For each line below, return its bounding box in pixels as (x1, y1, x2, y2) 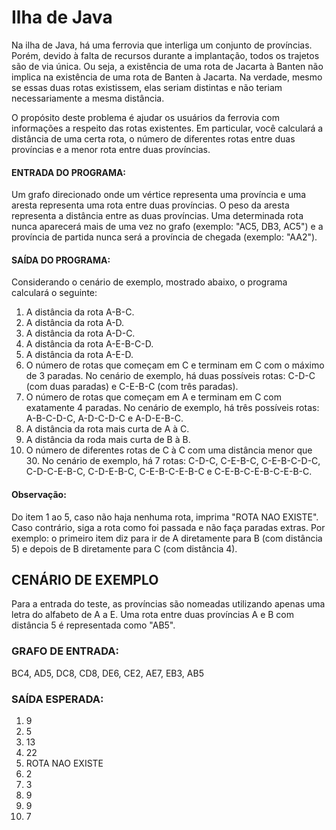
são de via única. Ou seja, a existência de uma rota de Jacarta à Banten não (11, 60, 324, 72)
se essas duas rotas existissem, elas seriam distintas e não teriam (11, 81, 283, 93)
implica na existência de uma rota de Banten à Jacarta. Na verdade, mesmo (11, 71, 323, 83)
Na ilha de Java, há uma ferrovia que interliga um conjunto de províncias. (11, 39, 313, 51)
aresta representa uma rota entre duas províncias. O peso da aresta (11, 199, 290, 211)
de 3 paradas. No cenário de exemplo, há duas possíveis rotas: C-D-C (25, 370, 316, 382)
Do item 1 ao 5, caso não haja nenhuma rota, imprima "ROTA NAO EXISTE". (11, 511, 319, 523)
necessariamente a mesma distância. (11, 92, 165, 104)
